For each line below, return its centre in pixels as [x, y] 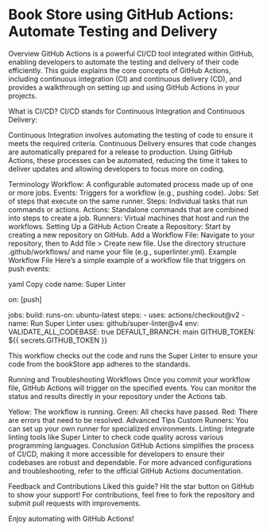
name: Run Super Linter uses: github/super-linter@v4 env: [104, 323]
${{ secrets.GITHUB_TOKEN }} [58, 340]
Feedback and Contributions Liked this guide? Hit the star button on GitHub [131, 486]
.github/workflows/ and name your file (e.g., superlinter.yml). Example [122, 251]
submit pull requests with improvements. [75, 503]
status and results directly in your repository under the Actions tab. [118, 396]
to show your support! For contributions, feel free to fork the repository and [132, 494]
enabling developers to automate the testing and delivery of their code [124, 62]
